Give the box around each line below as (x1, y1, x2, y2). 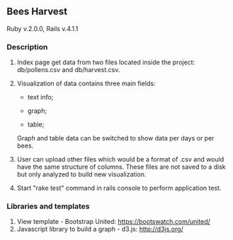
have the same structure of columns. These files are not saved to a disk (16, 162, 226, 172)
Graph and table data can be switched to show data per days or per (16, 134, 215, 143)
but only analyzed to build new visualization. (16, 170, 147, 179)
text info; (27, 93, 54, 102)
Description (6, 42, 48, 52)
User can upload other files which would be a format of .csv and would (16, 155, 225, 164)
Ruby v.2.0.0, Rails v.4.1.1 (6, 24, 79, 32)
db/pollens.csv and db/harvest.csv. (16, 66, 120, 74)
